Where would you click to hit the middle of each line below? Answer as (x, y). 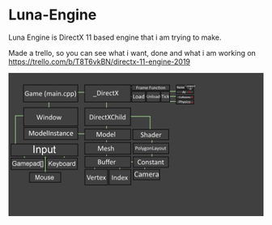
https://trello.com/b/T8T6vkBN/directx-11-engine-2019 (100, 62)
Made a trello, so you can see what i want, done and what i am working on (132, 53)
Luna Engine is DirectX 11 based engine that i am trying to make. (115, 37)
